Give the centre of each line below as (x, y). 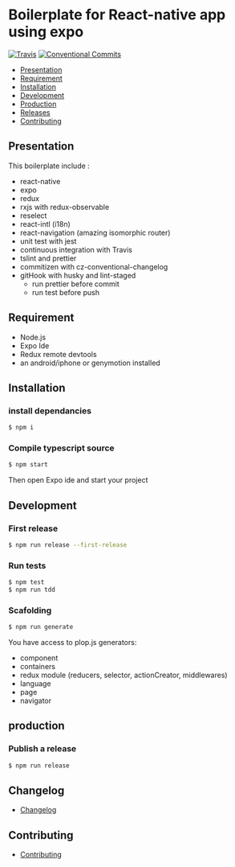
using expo (46, 32)
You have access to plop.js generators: (73, 643)
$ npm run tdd (32, 590)
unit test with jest (48, 241)
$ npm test (26, 582)
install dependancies (50, 410)
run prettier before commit (75, 284)
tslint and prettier (48, 258)
